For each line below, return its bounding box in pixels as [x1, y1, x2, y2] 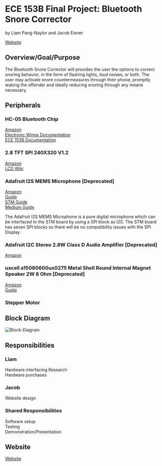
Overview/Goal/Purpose [5, 54, 80, 62]
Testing [5, 424, 20, 429]
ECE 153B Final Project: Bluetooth [5, 3, 142, 15]
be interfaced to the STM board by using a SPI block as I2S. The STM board [5, 219, 157, 225]
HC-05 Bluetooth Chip [5, 116, 59, 123]
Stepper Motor [5, 299, 40, 306]
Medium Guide [5, 205, 35, 210]
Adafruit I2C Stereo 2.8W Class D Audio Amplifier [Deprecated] [5, 241, 158, 248]
